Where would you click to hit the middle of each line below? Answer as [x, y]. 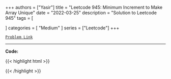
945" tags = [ [19, 18]
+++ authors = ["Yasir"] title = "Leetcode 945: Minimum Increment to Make [84, 7]
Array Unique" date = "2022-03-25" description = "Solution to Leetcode [81, 13]
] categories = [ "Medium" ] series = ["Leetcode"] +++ [62, 28]
